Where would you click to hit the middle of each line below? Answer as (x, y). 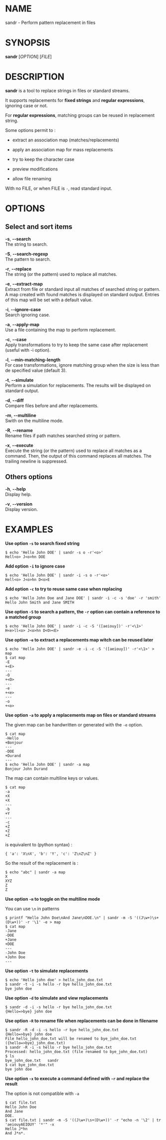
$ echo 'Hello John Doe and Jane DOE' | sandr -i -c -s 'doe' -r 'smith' (83, 598)
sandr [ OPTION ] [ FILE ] (29, 56)
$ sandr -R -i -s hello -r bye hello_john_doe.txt (59, 1047)
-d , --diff (14, 400)
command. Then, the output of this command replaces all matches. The (78, 456)
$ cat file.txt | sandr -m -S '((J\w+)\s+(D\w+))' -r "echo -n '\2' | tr (83, 1120)
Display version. (22, 509)
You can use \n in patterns (32, 908)
